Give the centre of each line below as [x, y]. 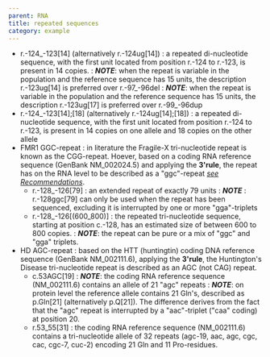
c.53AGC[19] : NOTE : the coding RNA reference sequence [129, 276]
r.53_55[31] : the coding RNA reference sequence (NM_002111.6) [139, 328]
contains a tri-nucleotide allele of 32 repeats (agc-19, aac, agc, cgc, [145, 336]
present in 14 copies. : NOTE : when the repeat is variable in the [125, 71]
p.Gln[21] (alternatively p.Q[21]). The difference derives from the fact [146, 302]
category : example [39, 31]
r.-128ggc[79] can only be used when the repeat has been [129, 199]
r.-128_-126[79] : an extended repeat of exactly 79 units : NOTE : [139, 191]
